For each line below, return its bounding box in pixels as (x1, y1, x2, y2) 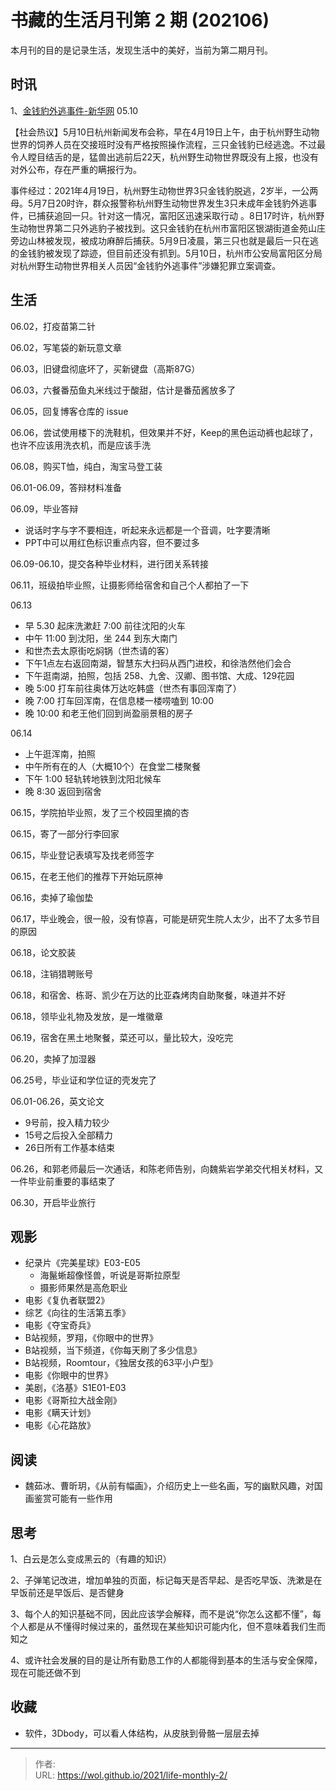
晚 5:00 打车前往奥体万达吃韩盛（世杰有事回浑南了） (24, 682, 242, 694)
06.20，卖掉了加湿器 (10, 1052, 97, 1065)
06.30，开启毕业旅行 (10, 1196, 97, 1208)
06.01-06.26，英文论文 (10, 1095, 105, 1107)
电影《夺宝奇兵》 (24, 1319, 96, 1331)
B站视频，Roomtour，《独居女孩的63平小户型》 (24, 1357, 218, 1369)
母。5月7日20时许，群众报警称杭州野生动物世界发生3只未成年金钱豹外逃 (10, 197, 309, 209)
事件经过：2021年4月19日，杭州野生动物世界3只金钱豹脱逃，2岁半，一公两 (10, 184, 319, 196)
